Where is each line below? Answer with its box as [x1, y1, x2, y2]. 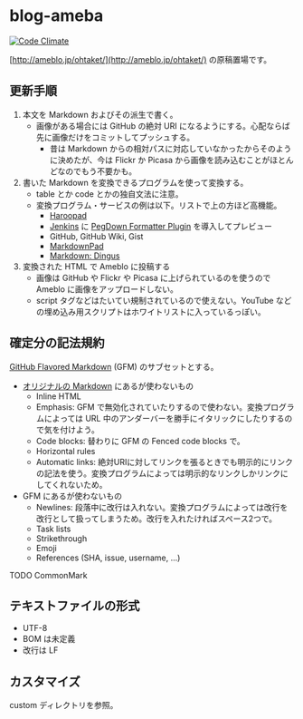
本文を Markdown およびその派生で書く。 [22, 109, 178, 120]
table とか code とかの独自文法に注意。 [35, 188, 184, 199]
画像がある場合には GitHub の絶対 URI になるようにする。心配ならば [35, 120, 291, 131]
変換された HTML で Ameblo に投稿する [22, 260, 170, 272]
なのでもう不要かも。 [57, 165, 137, 177]
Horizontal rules [35, 445, 96, 456]
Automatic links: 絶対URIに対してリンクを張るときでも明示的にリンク [35, 456, 294, 467]
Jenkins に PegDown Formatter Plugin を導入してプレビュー [49, 220, 273, 231]
